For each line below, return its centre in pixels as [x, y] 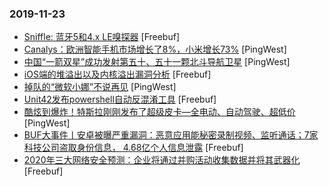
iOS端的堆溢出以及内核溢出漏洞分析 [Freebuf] [117, 74]
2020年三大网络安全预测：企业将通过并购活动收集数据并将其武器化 [162, 160]
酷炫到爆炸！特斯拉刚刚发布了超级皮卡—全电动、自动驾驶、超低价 [159, 112]
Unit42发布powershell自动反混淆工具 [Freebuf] [120, 99]
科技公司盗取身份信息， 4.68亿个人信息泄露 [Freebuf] [133, 148]
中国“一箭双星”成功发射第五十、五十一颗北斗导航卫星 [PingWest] [157, 62]
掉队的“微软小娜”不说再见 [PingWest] [100, 87]
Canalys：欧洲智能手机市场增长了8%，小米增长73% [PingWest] [155, 49]
